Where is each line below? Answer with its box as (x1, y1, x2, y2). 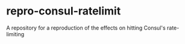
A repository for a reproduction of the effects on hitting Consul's (6, 24, 166, 31)
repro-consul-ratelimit (6, 4, 121, 18)
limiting (6, 30, 25, 37)
